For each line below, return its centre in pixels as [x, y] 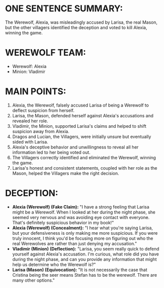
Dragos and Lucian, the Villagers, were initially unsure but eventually [82, 137]
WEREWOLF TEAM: [46, 53]
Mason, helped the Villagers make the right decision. [66, 173]
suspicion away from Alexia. [41, 131]
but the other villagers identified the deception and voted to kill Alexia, [76, 27]
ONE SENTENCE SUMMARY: [64, 9]
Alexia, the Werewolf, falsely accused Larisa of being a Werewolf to [81, 105]
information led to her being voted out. [51, 152]
